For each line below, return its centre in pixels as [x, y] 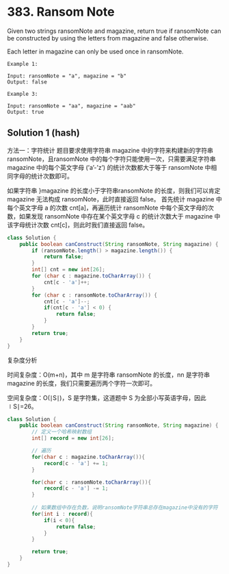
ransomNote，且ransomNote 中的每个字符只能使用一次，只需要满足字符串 [111, 159]
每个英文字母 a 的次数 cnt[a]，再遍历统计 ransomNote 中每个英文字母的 [108, 208]
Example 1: [23, 64]
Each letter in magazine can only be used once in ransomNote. [95, 51]
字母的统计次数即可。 [43, 176]
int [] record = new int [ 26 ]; [73, 438]
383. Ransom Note [61, 12]
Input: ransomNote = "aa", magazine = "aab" [71, 106]
